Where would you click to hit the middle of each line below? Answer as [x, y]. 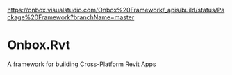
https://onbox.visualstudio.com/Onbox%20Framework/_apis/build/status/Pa [116, 10]
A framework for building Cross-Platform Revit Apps [82, 64]
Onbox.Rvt [39, 45]
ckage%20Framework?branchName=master [71, 17]
